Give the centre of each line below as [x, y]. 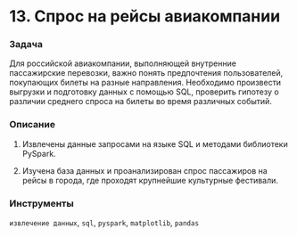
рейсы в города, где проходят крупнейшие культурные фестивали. [150, 180]
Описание [33, 125]
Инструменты [41, 203]
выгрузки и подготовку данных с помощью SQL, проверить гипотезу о [144, 92]
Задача [26, 45]
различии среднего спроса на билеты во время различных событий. [140, 102]
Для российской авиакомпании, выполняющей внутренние [123, 63]
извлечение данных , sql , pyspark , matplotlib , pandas [104, 223]
